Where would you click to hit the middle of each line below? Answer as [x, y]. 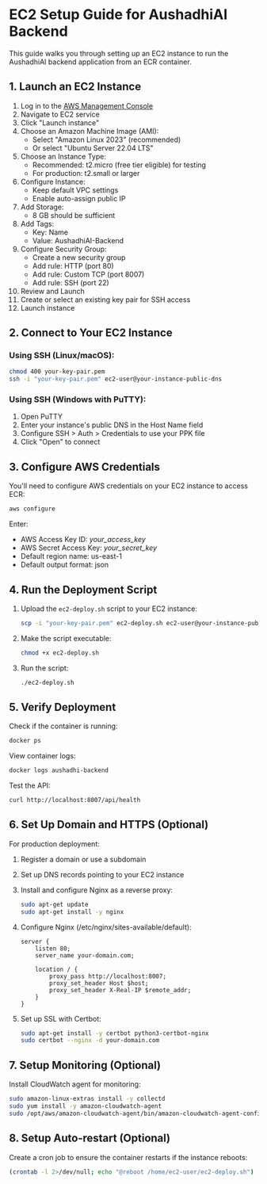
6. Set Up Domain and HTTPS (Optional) [109, 825]
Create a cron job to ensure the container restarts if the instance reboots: [128, 1157]
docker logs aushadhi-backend [59, 770]
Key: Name [50, 232]
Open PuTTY [41, 417]
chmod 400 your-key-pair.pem [57, 372]
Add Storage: [42, 207]
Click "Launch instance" [60, 122]
